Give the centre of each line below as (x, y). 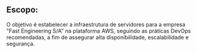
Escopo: (22, 10)
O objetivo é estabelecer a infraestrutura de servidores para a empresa (96, 24)
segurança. (20, 43)
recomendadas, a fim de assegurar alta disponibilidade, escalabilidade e (98, 37)
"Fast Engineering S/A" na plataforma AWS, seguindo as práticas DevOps (99, 31)
